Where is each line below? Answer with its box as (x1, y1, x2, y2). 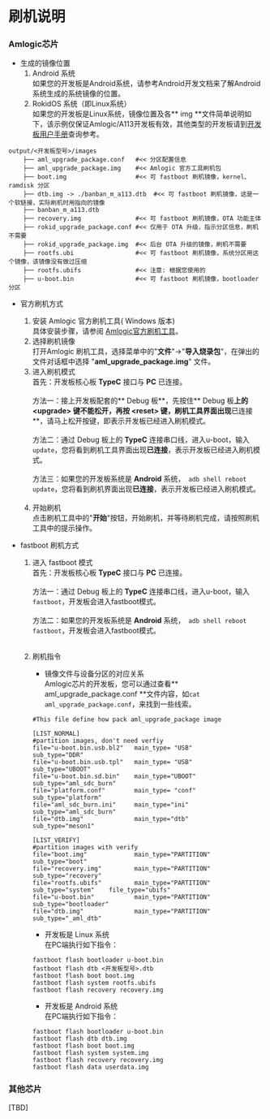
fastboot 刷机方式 (19, 541, 79, 551)
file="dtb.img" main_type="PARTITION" (32, 907, 211, 916)
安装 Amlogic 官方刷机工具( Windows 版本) (32, 316, 176, 326)
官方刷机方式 (19, 299, 63, 309)
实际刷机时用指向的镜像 (38, 199, 105, 207)
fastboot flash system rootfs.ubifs (32, 979, 156, 987)
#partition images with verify (32, 844, 139, 852)
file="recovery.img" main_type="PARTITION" (32, 865, 211, 873)
